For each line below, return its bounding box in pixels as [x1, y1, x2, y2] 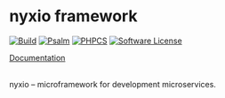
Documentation [9, 52, 66, 63]
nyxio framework [9, 6, 138, 26]
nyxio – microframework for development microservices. [9, 79, 216, 89]
